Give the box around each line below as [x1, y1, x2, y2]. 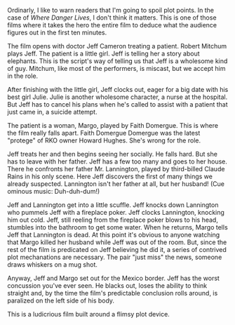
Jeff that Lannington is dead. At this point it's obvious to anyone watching [7, 231, 220, 239]
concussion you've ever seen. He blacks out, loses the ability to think [7, 281, 208, 290]
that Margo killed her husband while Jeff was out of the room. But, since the [7, 238, 227, 246]
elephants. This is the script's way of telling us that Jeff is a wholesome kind [7, 57, 228, 65]
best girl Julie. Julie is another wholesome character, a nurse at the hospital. [7, 93, 228, 101]
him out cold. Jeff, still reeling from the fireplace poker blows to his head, [7, 215, 219, 224]
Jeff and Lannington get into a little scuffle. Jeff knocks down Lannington [7, 201, 219, 209]
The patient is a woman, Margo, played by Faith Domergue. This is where [7, 121, 219, 129]
